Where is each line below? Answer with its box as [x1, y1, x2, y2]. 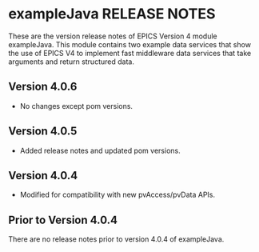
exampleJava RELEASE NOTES [8, 5, 216, 23]
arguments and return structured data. [8, 57, 134, 66]
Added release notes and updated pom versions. [19, 146, 181, 155]
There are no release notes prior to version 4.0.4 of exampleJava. [8, 234, 225, 244]
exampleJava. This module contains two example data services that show [8, 39, 252, 49]
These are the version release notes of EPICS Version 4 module [8, 31, 217, 41]
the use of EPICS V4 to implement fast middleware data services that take [8, 48, 252, 58]
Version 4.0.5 [8, 125, 78, 138]
